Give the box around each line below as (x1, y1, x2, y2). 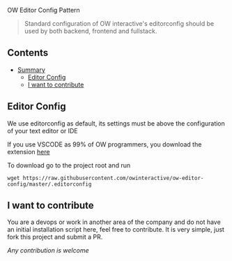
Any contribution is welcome (7, 246, 89, 255)
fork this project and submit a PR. (7, 233, 103, 241)
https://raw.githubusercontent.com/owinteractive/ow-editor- (22, 174, 204, 181)
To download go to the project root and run (7, 161, 131, 170)
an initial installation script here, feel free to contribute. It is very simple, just (7, 225, 225, 234)
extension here (7, 147, 50, 156)
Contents (7, 47, 49, 59)
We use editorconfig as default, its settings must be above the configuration (7, 119, 225, 128)
